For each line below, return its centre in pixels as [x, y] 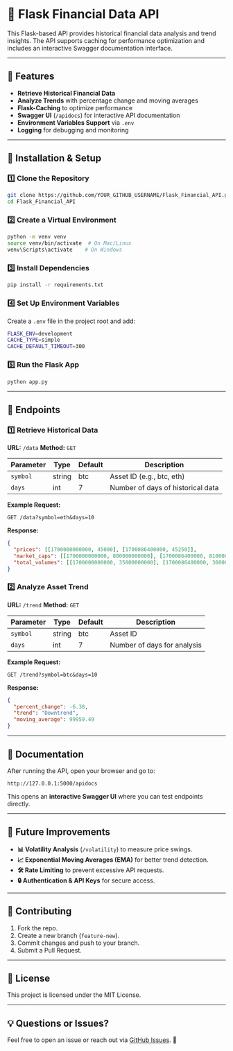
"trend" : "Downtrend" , [46, 713]
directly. [19, 804]
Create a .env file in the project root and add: [71, 321]
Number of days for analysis [156, 645]
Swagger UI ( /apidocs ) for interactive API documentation [98, 115]
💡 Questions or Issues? [58, 1023]
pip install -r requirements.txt [55, 285]
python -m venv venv [37, 237]
